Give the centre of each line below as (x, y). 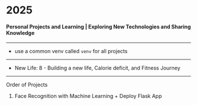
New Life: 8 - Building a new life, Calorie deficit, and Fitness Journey (97, 68)
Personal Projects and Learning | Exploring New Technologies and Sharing (98, 26)
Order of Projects (27, 85)
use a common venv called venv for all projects (71, 51)
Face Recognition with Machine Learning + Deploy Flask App (88, 96)
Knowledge (21, 33)
